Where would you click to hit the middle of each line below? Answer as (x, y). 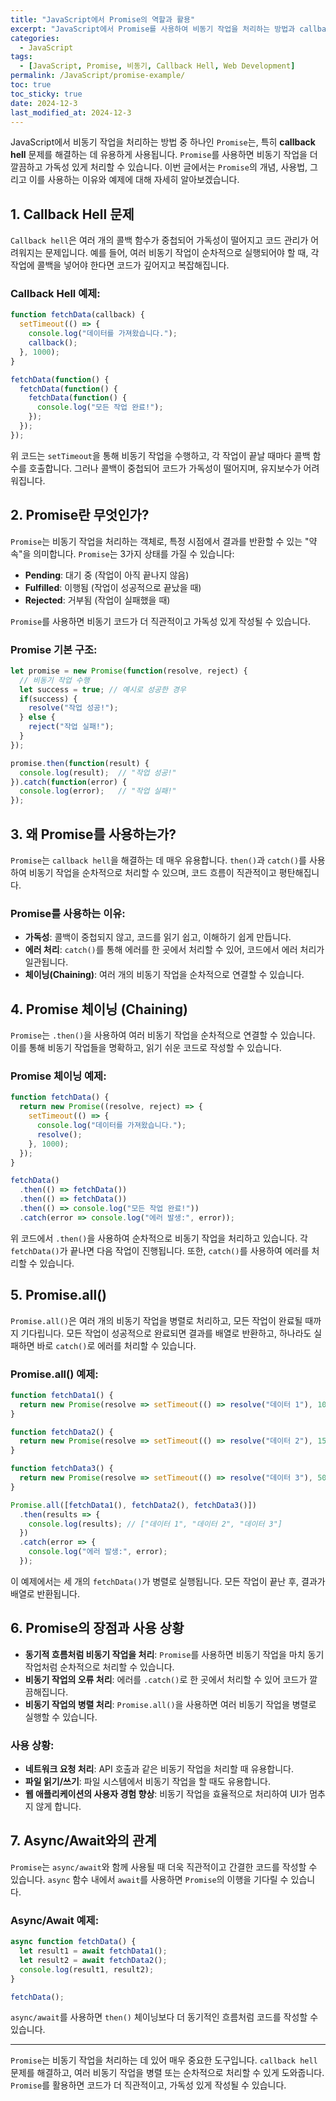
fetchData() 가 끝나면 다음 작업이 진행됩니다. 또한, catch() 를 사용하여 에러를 (160, 1250)
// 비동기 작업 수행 (54, 680)
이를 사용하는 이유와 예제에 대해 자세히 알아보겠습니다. (134, 180)
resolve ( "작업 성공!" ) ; (73, 708)
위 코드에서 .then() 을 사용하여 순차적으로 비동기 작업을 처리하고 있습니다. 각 (159, 1238)
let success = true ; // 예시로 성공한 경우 (103, 689)
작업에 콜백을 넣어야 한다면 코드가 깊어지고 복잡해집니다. (120, 265)
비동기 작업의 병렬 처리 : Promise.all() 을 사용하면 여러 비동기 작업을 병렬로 (170, 1704)
